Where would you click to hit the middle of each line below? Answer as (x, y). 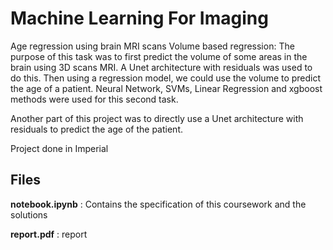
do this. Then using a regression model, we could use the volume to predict (166, 78)
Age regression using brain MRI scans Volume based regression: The (152, 46)
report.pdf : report (49, 234)
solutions (29, 214)
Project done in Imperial (59, 148)
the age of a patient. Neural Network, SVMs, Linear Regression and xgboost (166, 88)
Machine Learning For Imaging (139, 18)
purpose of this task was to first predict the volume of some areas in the (159, 56)
